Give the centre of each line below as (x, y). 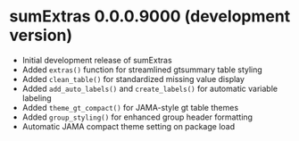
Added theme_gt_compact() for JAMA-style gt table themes (130, 107)
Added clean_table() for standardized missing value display (133, 79)
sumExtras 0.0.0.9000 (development (150, 17)
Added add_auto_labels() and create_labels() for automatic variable (150, 88)
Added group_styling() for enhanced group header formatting (137, 117)
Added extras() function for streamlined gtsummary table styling (142, 70)
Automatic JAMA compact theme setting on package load (129, 126)
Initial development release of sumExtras (97, 60)
